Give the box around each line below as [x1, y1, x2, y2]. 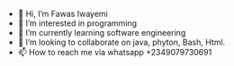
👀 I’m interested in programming [17, 18, 138, 29]
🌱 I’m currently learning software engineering [17, 28, 186, 37]
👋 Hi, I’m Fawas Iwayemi [17, 9, 108, 19]
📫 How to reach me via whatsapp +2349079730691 [17, 47, 212, 57]
